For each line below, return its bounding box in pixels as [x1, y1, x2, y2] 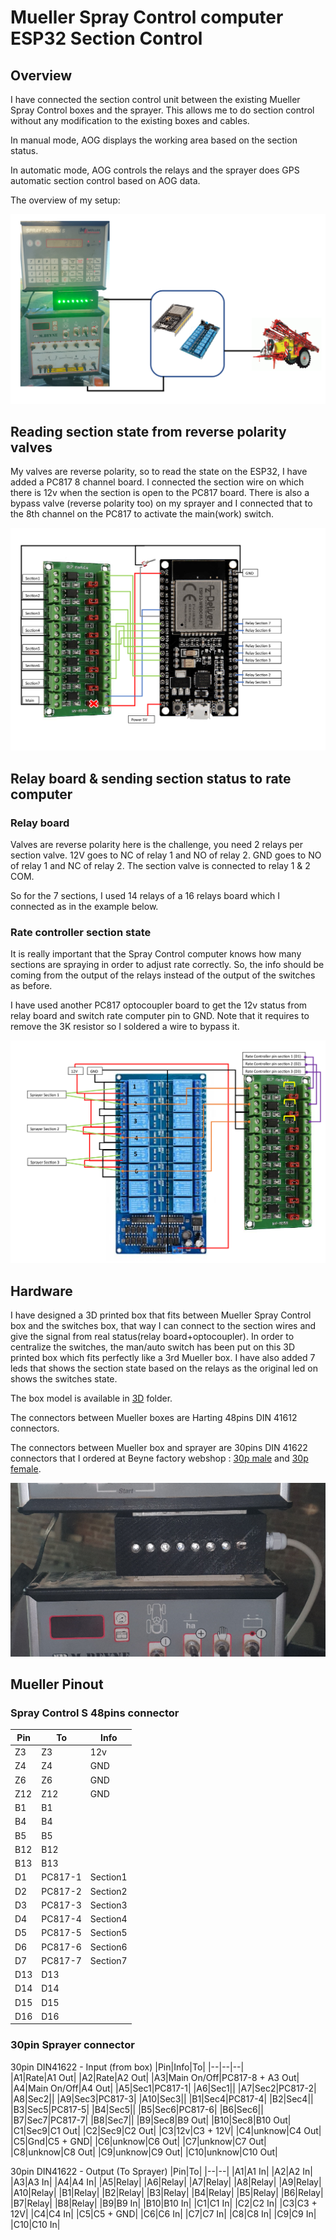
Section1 [89, 1871, 128, 1883]
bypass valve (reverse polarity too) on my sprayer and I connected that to [10, 497, 313, 510]
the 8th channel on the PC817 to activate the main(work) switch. [10, 508, 274, 520]
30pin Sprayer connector [10, 2038, 135, 2052]
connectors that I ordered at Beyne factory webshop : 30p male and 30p [10, 1452, 309, 1464]
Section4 [89, 1913, 128, 1925]
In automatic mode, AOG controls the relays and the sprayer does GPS [10, 164, 300, 176]
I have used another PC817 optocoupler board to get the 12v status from [10, 999, 308, 1011]
